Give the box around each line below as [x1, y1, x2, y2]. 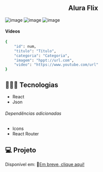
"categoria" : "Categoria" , [14, 53, 70, 58]
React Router [12, 131, 39, 137]
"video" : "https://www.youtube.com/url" [14, 62, 99, 67]
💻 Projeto [5, 146, 36, 154]
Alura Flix [68, 4, 98, 12]
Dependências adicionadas [5, 110, 62, 116]
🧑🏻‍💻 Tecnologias [5, 81, 58, 89]
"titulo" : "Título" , [14, 48, 56, 53]
